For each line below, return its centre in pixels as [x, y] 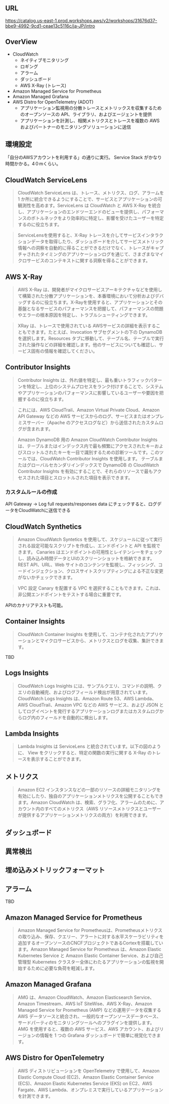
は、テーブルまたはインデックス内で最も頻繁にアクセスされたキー [86, 446]
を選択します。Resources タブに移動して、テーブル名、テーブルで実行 [91, 338]
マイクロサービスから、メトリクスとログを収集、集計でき [99, 641]
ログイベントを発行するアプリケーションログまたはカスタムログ [93, 711]
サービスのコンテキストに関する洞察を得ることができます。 [88, 261]
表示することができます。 [57, 759]
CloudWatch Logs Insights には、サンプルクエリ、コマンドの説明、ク [90, 686]
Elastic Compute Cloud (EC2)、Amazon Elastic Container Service [86, 1077]
